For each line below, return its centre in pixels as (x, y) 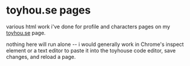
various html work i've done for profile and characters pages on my (88, 27)
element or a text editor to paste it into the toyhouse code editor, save (91, 50)
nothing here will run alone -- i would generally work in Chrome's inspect (95, 44)
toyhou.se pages (49, 10)
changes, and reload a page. (41, 57)
